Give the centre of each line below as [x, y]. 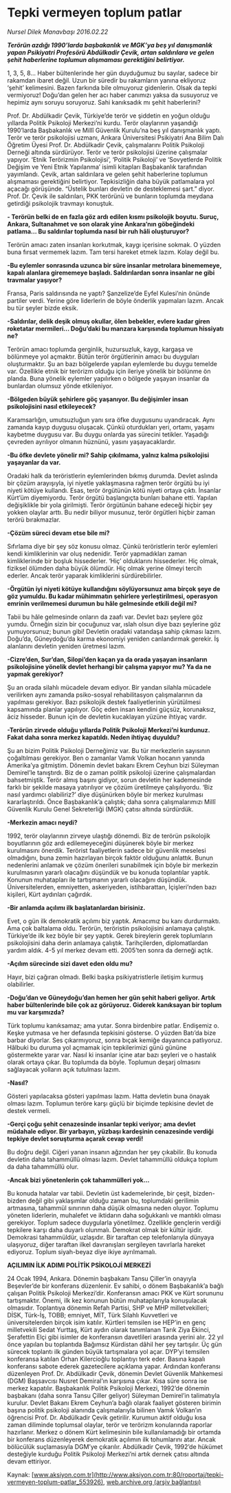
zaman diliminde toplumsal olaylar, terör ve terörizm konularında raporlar [110, 1425]
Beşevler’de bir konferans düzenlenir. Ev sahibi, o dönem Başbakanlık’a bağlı [115, 1286]
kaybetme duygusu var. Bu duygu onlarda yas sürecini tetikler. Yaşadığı [108, 434]
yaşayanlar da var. [34, 462]
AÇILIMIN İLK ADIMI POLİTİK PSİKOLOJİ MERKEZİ [79, 1265]
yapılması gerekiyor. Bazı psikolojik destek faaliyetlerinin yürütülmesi [104, 702]
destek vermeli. [29, 1110]
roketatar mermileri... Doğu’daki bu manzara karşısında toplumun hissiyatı [115, 328]
